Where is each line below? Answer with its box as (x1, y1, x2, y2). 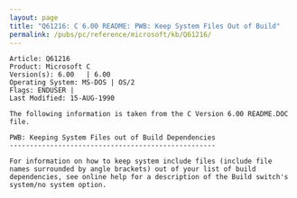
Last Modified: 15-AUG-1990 (9, 94, 116, 103)
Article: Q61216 (9, 55, 70, 64)
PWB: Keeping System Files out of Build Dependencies (9, 133, 217, 142)
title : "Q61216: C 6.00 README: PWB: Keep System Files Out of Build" (9, 22, 281, 31)
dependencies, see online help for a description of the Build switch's (9, 173, 289, 182)
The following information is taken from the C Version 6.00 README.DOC (9, 110, 289, 119)
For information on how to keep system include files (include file (9, 157, 273, 166)
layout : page (9, 13, 59, 22)
